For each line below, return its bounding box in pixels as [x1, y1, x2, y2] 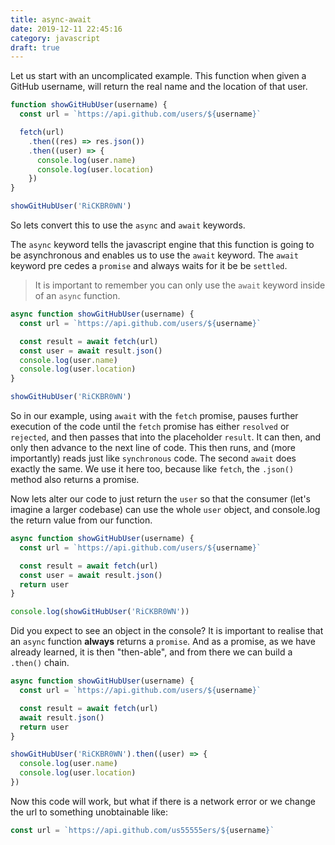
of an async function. [34, 290, 121, 301]
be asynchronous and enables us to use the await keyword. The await [10, 249, 299, 261]
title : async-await [10, 14, 92, 25]
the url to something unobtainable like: [10, 806, 169, 818]
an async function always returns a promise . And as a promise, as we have [10, 636, 316, 648]
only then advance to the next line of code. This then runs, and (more [10, 442, 296, 453]
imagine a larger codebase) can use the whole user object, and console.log [10, 504, 321, 515]
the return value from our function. [10, 514, 153, 526]
